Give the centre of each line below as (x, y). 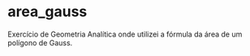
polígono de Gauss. (40, 42)
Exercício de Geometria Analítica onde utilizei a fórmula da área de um (125, 34)
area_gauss (47, 12)
